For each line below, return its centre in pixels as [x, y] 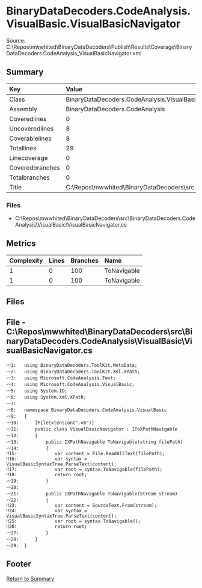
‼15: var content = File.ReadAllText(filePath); [86, 454]
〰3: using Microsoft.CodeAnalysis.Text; [61, 378]
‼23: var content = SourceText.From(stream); [82, 506]
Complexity [26, 260]
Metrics [21, 244]
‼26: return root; [47, 527]
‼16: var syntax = [47, 459]
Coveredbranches [35, 168]
